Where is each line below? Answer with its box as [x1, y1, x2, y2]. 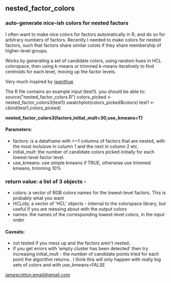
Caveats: [5, 229, 25, 235]
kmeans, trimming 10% [12, 165, 61, 171]
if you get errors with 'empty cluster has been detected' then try [12, 246, 148, 252]
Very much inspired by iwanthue [5, 78, 74, 84]
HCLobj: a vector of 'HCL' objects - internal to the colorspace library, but [12, 200, 166, 207]
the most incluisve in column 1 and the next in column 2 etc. [12, 143, 139, 149]
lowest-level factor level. [12, 154, 65, 160]
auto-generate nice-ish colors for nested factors [5, 20, 129, 27]
